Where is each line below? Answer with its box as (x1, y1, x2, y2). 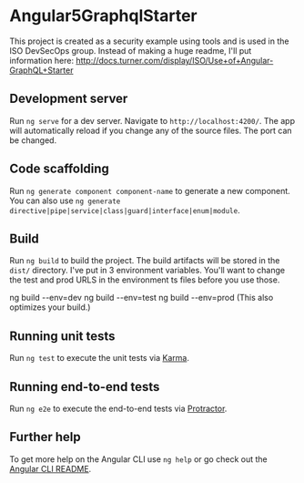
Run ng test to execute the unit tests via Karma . (9, 353, 189, 364)
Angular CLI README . (9, 463, 92, 474)
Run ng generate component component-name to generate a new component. (9, 185, 291, 196)
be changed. (9, 134, 57, 146)
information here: (9, 55, 75, 66)
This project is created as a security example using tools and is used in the (9, 36, 289, 46)
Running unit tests (9, 328, 116, 344)
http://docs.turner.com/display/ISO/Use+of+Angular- (76, 55, 274, 66)
